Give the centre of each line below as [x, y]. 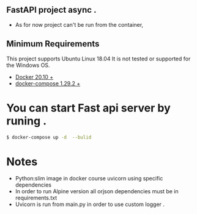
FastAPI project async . [51, 10]
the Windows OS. [28, 65]
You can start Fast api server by [88, 108]
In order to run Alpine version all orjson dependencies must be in [97, 191]
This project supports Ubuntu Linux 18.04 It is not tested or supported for [98, 59]
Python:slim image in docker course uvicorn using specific [89, 179]
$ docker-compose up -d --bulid [49, 137]
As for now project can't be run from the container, [79, 24]
